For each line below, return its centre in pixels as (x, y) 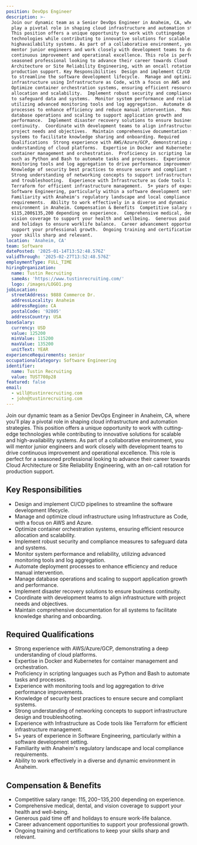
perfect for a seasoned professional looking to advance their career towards (98, 459)
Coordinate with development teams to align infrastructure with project (100, 597)
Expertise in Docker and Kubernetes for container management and (96, 661)
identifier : (21, 366)
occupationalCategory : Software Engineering (61, 360)
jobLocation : (22, 290)
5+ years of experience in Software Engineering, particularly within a (98, 736)
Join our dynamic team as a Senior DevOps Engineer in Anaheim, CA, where (98, 415)
